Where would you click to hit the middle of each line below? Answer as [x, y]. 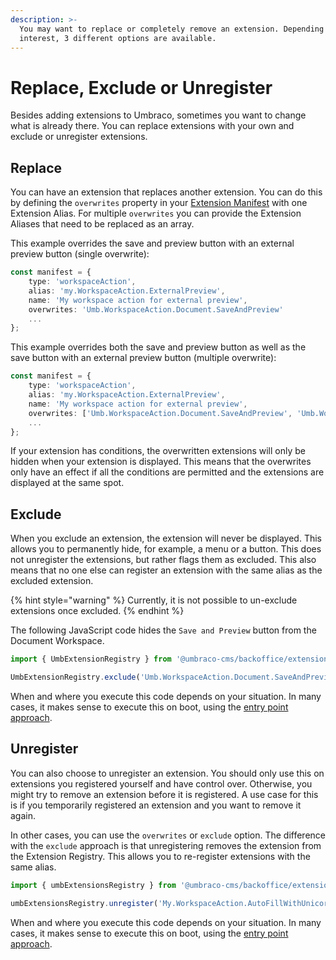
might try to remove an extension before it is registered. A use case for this [164, 794]
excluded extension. [52, 581]
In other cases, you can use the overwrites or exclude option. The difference [168, 835]
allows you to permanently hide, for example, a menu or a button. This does [166, 549]
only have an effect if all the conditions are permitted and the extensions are [167, 472]
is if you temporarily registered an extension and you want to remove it [156, 805]
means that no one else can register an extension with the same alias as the [166, 570]
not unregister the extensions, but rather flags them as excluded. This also [163, 560]
